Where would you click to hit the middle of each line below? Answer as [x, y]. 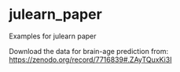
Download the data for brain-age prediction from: [89, 51]
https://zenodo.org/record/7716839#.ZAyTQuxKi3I [90, 59]
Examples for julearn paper [53, 36]
